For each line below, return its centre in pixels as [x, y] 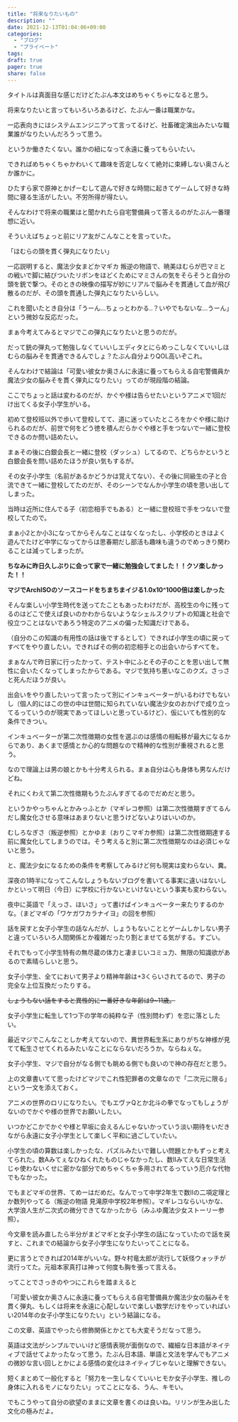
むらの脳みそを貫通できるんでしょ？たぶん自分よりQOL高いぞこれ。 [107, 355]
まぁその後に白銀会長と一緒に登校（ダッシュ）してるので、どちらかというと [119, 451]
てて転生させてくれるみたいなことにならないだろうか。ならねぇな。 [106, 1048]
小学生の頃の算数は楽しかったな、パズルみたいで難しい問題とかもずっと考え [119, 1150]
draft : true [25, 60]
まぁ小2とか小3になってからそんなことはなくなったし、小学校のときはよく [117, 533]
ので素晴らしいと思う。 [47, 961]
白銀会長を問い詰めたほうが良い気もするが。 [73, 461]
